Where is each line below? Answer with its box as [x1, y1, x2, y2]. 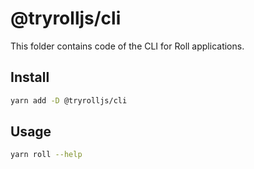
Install [10, 69, 50, 86]
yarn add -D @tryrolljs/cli [10, 95, 128, 106]
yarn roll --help [10, 150, 83, 160]
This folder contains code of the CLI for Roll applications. [10, 40, 245, 52]
